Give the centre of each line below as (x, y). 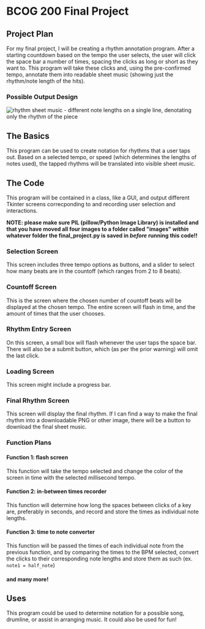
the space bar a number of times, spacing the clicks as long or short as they (102, 61)
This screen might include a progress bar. (59, 385)
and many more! (28, 579)
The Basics (28, 136)
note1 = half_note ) (31, 565)
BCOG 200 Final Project (68, 11)
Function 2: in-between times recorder (57, 491)
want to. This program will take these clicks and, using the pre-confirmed (99, 68)
